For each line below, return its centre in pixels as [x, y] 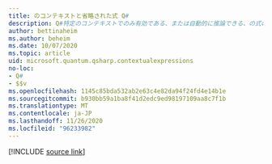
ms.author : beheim [39, 38]
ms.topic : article [39, 53]
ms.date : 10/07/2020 [43, 46]
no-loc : [21, 69]
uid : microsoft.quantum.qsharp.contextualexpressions [101, 61]
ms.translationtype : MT [49, 106]
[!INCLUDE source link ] [47, 151]
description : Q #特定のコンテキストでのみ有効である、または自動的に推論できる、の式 [135, 23]
